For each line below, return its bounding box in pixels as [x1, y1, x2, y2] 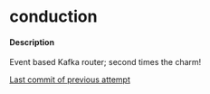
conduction [9, 6, 98, 27]
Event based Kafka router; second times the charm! [9, 57, 202, 68]
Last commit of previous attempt [9, 74, 131, 85]
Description [9, 36, 55, 47]
